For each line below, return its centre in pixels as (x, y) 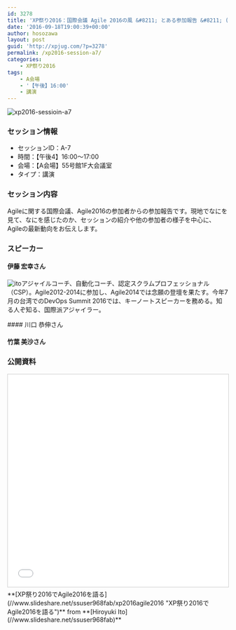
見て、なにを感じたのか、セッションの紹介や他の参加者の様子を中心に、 (111, 220)
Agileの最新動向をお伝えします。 (54, 228)
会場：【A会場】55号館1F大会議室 (65, 166)
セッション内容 (33, 194)
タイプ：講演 (36, 174)
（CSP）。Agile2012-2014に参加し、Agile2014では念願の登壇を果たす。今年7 (118, 292)
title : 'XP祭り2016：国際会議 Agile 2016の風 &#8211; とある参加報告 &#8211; (115, 20)
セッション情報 (33, 132)
